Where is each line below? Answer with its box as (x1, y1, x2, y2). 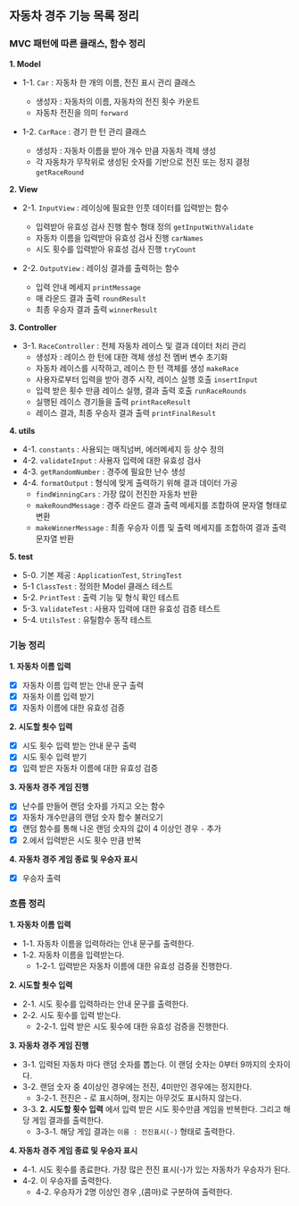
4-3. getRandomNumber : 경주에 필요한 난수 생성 (21, 466, 186, 477)
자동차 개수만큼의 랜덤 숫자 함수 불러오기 (21, 812, 163, 823)
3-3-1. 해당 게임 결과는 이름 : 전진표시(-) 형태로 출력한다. (35, 1125, 235, 1136)
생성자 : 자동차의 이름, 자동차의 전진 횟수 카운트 (35, 96, 200, 106)
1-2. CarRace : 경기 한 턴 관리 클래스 (21, 126, 147, 137)
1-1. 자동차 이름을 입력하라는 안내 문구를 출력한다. (21, 938, 195, 948)
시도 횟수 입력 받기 (21, 752, 87, 762)
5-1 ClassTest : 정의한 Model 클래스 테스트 (21, 581, 174, 591)
